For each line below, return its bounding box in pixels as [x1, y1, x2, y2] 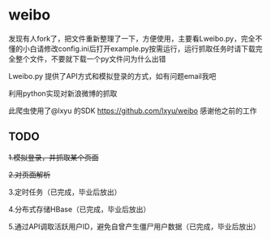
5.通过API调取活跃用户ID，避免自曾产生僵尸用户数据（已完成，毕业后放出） [8, 221, 261, 231]
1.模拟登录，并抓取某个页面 [8, 152, 99, 162]
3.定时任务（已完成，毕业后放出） [8, 187, 122, 197]
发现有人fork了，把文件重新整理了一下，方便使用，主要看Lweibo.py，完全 [8, 33, 256, 43]
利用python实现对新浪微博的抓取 [8, 88, 118, 98]
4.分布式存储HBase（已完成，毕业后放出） [8, 204, 151, 214]
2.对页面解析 [8, 169, 51, 180]
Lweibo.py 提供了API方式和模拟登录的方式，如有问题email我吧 [8, 71, 217, 80]
